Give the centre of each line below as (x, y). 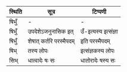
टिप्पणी (99, 12)
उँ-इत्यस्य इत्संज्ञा (99, 31)
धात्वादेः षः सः (41, 60)
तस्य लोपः (38, 51)
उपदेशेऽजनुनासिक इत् (51, 31)
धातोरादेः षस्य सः (98, 60)
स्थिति (16, 12)
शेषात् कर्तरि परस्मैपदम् (51, 41)
